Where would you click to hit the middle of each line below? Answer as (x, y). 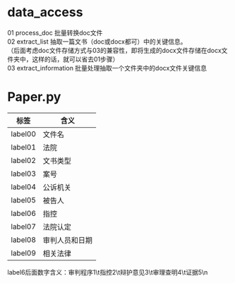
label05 (24, 200)
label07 (24, 227)
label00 (24, 133)
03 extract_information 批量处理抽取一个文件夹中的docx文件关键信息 (107, 68)
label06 (24, 213)
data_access (45, 12)
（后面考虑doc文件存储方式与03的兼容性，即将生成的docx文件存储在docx (115, 50)
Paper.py (34, 97)
